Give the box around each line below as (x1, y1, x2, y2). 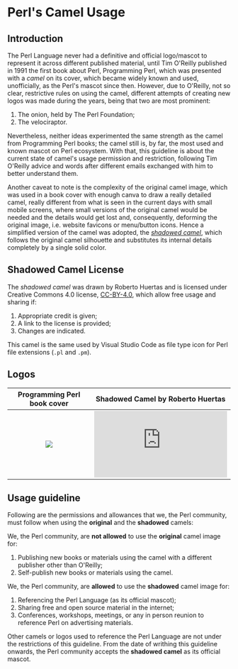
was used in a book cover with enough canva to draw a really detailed (7, 191, 211, 199)
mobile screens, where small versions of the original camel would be (7, 206, 208, 214)
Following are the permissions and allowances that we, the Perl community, (7, 511, 227, 519)
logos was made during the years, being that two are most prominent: (7, 96, 211, 105)
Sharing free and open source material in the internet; (17, 604, 175, 612)
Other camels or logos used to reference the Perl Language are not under (7, 632, 222, 641)
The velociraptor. (17, 118, 68, 126)
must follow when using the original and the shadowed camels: (7, 519, 193, 527)
